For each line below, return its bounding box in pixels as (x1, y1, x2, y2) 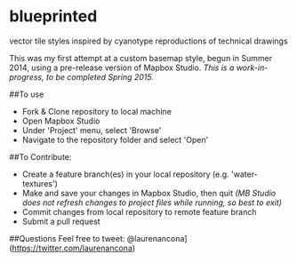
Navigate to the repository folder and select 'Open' (21, 134, 209, 145)
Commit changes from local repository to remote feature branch (21, 206, 257, 217)
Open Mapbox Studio (21, 115, 100, 126)
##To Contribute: (9, 151, 72, 162)
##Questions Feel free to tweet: (9, 233, 125, 243)
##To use (9, 89, 44, 99)
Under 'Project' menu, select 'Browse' (21, 124, 162, 135)
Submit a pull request (21, 216, 100, 226)
